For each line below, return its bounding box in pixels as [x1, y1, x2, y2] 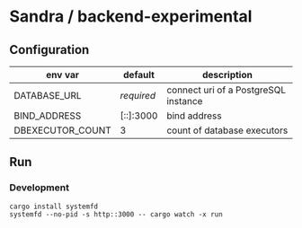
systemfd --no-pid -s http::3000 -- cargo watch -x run [9, 209, 223, 219]
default [122, 69, 155, 81]
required [120, 90, 155, 101]
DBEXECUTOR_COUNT [13, 124, 112, 136]
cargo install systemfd [9, 202, 99, 211]
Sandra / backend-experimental [9, 6, 253, 27]
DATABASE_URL [13, 90, 82, 101]
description [201, 69, 253, 81]
